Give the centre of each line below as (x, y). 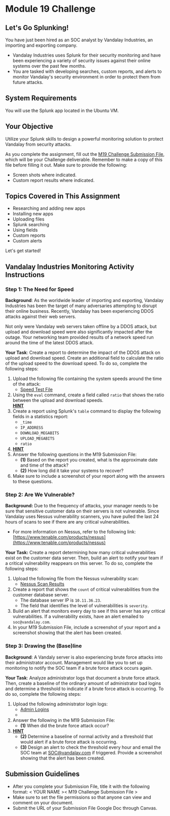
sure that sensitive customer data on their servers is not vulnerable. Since (82, 511)
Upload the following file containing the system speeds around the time (87, 379)
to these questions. (33, 481)
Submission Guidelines (43, 774)
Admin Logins (35, 709)
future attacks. (28, 82)
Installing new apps (33, 214)
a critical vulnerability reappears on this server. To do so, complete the (79, 563)
